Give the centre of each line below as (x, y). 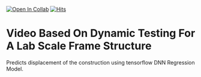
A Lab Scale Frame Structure (79, 46)
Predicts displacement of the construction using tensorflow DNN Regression (100, 62)
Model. (15, 69)
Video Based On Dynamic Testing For (101, 33)
